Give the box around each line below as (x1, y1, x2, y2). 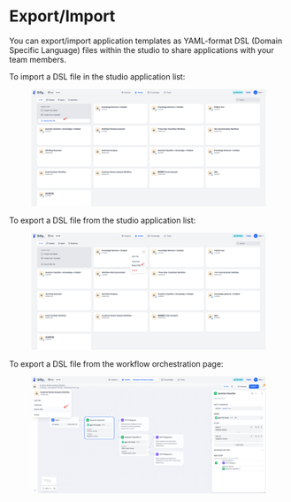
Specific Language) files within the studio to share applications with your (9, 44, 274, 55)
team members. (9, 54, 66, 65)
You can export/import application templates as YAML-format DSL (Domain (9, 35, 283, 46)
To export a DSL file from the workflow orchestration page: (9, 358, 224, 369)
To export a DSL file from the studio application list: (9, 215, 196, 225)
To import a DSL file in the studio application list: (9, 71, 186, 81)
